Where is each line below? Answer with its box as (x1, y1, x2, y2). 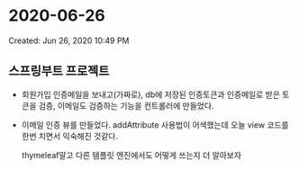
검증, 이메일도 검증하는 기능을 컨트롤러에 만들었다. (38, 100, 214, 111)
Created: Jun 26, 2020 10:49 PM (8, 35, 130, 46)
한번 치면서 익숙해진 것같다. (21, 130, 119, 141)
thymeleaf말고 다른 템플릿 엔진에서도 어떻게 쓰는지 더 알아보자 (21, 149, 242, 160)
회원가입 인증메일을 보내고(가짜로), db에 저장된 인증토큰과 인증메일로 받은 (21, 89, 281, 100)
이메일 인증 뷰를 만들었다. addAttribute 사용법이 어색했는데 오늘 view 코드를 (21, 119, 289, 130)
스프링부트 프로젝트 (8, 64, 110, 79)
